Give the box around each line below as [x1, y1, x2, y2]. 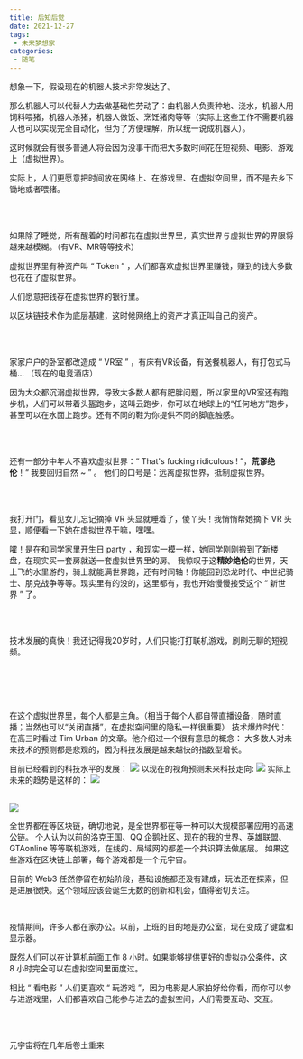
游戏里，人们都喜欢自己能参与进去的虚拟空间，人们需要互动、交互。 [24, 994, 278, 1004]
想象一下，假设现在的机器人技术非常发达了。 [9, 81, 176, 91]
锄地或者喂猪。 [9, 184, 65, 194]
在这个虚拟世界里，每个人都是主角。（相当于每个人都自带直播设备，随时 [9, 711, 274, 720]
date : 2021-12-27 [9, 22, 75, 31]
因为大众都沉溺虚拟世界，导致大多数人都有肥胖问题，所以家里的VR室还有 [9, 387, 281, 397]
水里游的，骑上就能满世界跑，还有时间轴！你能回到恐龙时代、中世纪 [32, 566, 286, 577]
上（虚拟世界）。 [9, 153, 69, 163]
